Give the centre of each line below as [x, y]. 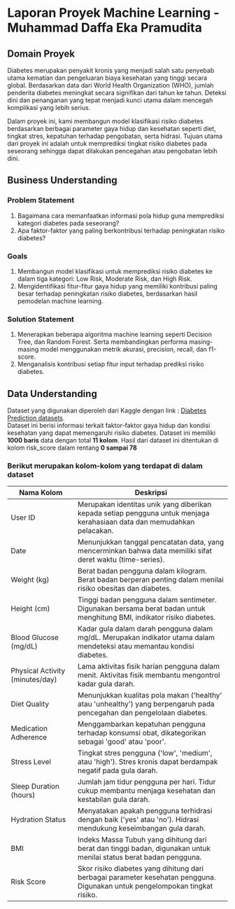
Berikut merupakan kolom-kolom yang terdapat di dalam [105, 466]
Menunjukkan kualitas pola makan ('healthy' [150, 695]
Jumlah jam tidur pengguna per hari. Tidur [147, 782]
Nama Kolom [41, 493]
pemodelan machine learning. [60, 301]
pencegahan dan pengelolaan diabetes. [142, 713]
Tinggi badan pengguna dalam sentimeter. [147, 600]
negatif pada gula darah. [117, 770]
